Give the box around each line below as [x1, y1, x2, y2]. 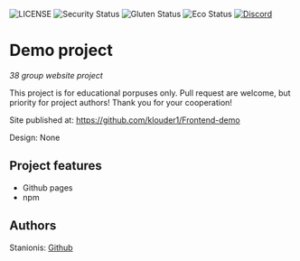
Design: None [9, 132, 61, 143]
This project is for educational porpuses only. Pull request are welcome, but [9, 87, 291, 98]
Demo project [9, 41, 113, 61]
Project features [9, 158, 102, 173]
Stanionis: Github [9, 242, 74, 253]
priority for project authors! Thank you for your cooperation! [9, 97, 233, 107]
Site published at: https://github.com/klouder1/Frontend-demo [9, 114, 241, 126]
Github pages [22, 182, 73, 193]
